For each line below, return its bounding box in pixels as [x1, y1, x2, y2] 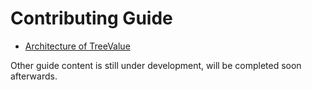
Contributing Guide [10, 7, 173, 30]
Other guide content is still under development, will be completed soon [10, 59, 302, 71]
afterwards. [10, 70, 58, 82]
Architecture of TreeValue [24, 40, 131, 52]
